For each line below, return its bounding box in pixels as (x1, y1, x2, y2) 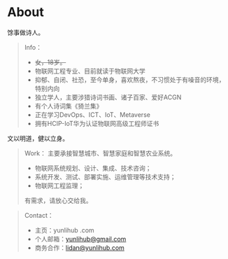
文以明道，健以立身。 (7, 134, 69, 142)
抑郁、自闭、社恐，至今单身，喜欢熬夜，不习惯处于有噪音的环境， (34, 75, 225, 84)
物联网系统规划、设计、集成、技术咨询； (34, 164, 152, 172)
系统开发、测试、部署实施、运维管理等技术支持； (34, 172, 176, 181)
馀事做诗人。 (7, 28, 44, 36)
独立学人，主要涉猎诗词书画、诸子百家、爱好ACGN (34, 92, 182, 101)
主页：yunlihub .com (34, 225, 94, 234)
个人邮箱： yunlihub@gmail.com (34, 234, 127, 243)
